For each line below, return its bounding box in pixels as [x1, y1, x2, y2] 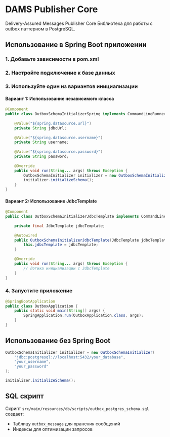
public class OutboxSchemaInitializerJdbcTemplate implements [5, 214, 139, 219]
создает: [5, 411, 24, 417]
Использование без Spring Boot [5, 337, 111, 345]
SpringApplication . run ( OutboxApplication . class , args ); [23, 313, 144, 318]
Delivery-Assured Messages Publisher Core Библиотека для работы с [5, 20, 153, 26]
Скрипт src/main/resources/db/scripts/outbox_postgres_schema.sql [5, 405, 149, 412]
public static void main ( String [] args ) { [14, 308, 105, 313]
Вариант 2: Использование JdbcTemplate [5, 198, 97, 204]
